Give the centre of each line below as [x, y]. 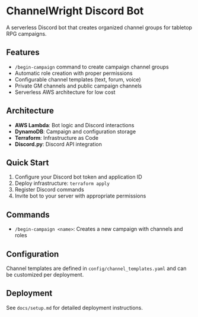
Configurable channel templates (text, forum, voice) [78, 79]
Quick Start [28, 163]
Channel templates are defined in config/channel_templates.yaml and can [96, 268]
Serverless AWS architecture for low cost [65, 92]
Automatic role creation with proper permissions [74, 73]
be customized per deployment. [45, 274]
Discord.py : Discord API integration [58, 144]
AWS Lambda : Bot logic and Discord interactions [74, 125]
